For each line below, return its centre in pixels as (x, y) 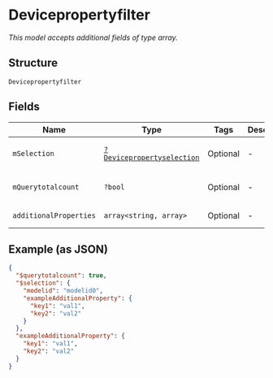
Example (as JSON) (58, 249)
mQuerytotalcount (46, 187)
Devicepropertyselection (152, 157)
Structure (33, 63)
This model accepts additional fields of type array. (93, 37)
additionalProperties (54, 215)
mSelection (33, 153)
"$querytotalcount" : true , (61, 276)
